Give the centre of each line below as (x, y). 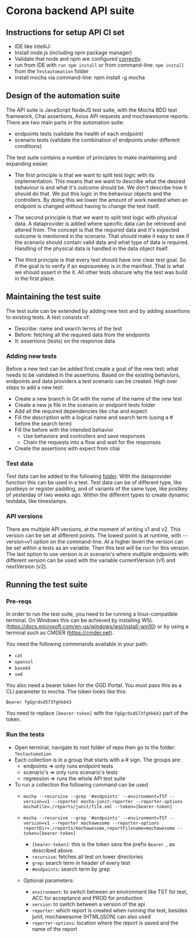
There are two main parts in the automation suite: (65, 122)
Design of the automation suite (63, 96)
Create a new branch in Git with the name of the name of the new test (98, 398)
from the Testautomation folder (52, 71)
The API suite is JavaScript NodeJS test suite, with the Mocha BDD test (92, 110)
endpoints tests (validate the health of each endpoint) (79, 133)
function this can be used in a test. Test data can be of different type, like (94, 482)
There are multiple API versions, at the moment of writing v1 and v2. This (93, 529)
